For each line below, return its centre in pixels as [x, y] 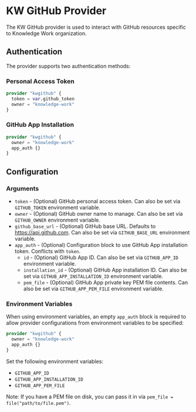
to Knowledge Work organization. [46, 33]
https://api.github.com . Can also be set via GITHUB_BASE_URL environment [102, 233]
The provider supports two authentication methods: [68, 66]
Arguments [23, 188]
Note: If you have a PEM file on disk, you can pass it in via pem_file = [90, 396]
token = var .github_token [43, 99]
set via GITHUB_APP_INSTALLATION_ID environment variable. [93, 276]
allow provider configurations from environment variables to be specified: [95, 323]
